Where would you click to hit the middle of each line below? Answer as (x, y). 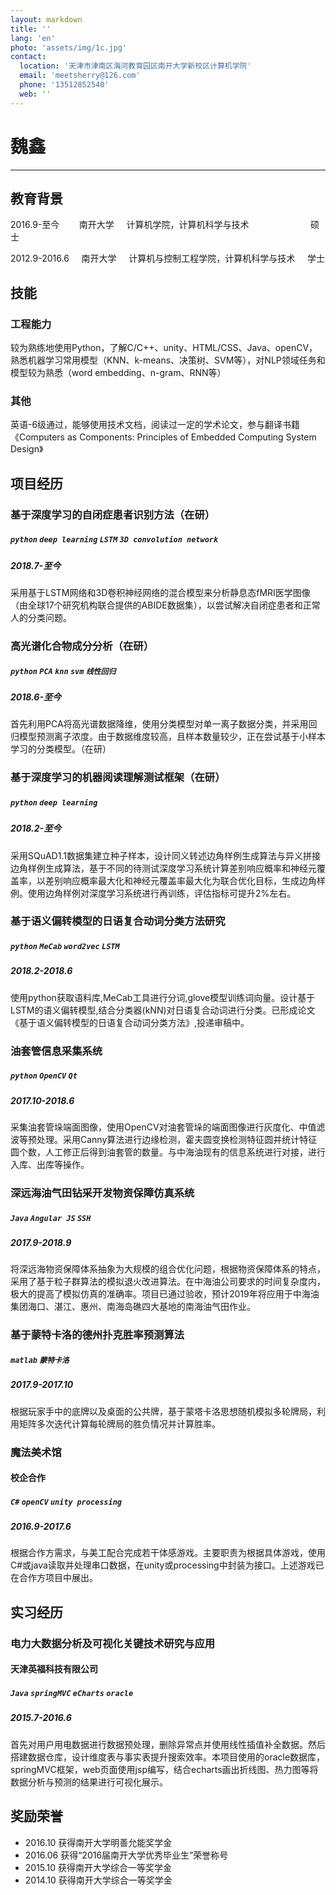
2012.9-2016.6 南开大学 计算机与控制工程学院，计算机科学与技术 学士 (167, 258)
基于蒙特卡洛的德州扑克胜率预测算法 (97, 1335)
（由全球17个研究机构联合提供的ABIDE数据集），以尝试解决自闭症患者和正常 (165, 605)
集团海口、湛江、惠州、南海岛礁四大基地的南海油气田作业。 (133, 1307)
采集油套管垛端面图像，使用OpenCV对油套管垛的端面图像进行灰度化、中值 (163, 1127)
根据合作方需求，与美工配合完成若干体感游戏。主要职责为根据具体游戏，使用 (168, 1553)
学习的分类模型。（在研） (61, 749)
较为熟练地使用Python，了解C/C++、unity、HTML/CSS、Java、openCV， (164, 348)
